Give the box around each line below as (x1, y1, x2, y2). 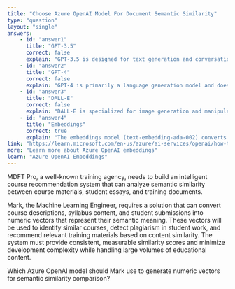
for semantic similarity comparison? (7, 274, 111, 282)
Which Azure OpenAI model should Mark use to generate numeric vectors (7, 267, 220, 275)
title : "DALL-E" (25, 95, 73, 102)
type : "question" (7, 17, 58, 24)
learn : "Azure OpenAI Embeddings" (7, 153, 108, 161)
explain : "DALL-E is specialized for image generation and (25, 108, 201, 115)
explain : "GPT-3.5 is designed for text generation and (25, 56, 192, 63)
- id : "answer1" (20, 36, 68, 43)
